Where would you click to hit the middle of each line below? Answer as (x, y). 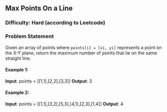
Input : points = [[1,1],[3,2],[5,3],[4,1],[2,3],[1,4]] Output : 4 (64, 104)
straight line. (18, 58)
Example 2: (17, 93)
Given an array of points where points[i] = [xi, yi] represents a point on (83, 47)
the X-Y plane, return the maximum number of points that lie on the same (81, 53)
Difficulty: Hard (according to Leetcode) (55, 23)
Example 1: (17, 70)
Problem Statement (30, 36)
